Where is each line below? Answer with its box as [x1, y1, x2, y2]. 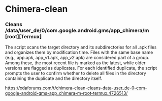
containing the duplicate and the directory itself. [5, 76, 102, 81]
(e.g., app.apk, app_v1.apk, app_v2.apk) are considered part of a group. [5, 55, 150, 61]
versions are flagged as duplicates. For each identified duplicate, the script [5, 65, 157, 71]
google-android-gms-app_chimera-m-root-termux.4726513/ [5, 90, 128, 96]
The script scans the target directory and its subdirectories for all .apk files [5, 44, 157, 50]
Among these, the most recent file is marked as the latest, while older [5, 60, 146, 66]
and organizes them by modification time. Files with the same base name [5, 50, 154, 55]
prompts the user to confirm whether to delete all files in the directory [5, 70, 146, 76]
